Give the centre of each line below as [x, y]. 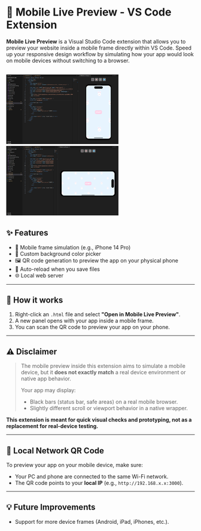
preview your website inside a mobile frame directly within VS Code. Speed [99, 48]
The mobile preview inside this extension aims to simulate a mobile [103, 366]
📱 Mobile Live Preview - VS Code [89, 12]
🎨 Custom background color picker [58, 254]
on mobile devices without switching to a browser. [68, 60]
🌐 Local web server [39, 275]
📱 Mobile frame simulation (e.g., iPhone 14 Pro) [73, 247]
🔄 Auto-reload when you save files [57, 269]
